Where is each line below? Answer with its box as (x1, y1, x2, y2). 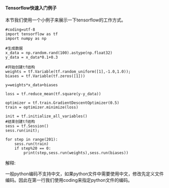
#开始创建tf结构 (5, 65, 35, 70)
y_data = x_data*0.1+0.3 (5, 55, 58, 60)
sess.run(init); (5, 128, 40, 133)
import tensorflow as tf (5, 32, 58, 37)
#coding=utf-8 (5, 27, 36, 33)
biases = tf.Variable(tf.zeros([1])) (5, 74, 86, 79)
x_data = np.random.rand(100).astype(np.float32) (5, 50, 113, 56)
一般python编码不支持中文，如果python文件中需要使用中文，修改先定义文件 (5, 171, 164, 177)
